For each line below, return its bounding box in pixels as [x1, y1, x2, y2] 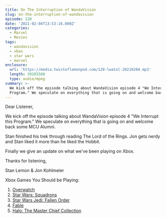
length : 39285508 [9, 72, 45, 77]
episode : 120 [5, 16, 32, 21]
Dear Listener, [5, 104, 34, 109]
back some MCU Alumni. [5, 124, 56, 130]
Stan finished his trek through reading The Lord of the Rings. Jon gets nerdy [5, 133, 161, 139]
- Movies [9, 35, 28, 40]
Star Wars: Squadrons [12, 192, 57, 198]
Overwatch [12, 187, 35, 193]
